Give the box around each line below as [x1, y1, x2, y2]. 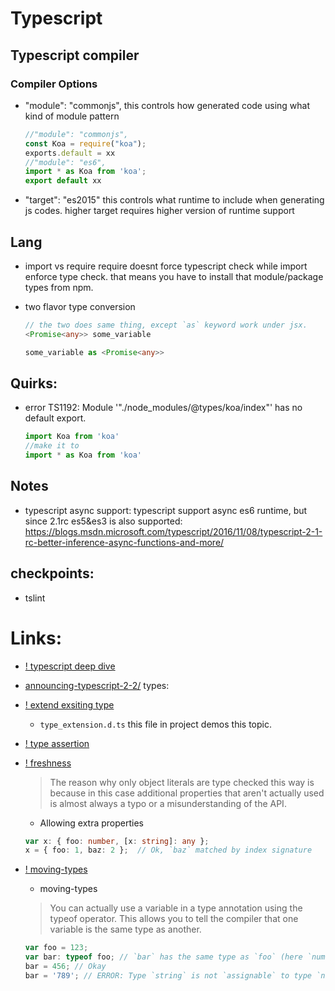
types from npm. [24, 281, 94, 293]
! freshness [24, 757, 72, 769]
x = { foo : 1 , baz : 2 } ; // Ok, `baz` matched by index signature [24, 845, 313, 856]
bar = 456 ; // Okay [24, 962, 107, 972]
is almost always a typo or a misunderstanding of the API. [49, 797, 287, 809]
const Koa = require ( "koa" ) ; [24, 138, 147, 149]
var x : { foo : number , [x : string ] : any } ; [24, 836, 210, 846]
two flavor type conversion [24, 300, 136, 312]
